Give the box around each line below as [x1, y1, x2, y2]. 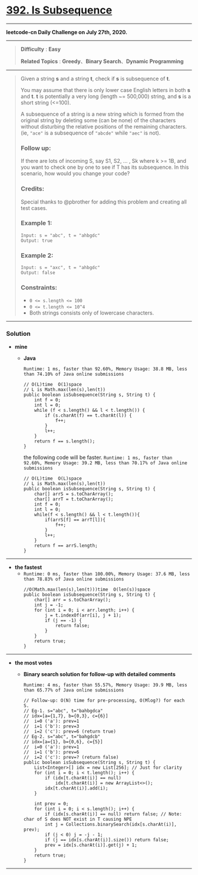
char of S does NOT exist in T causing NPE [23, 816, 133, 822]
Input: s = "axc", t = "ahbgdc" [20, 265, 100, 271]
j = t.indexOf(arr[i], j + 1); [44, 612, 122, 618]
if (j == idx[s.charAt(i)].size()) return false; [44, 837, 169, 843]
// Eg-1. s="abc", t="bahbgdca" [23, 707, 103, 714]
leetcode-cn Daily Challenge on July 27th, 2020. [6, 28, 128, 35]
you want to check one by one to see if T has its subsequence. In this [20, 163, 189, 171]
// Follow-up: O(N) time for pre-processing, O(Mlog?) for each [23, 697, 185, 703]
